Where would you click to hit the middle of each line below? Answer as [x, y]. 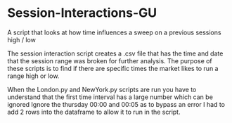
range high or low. [33, 76]
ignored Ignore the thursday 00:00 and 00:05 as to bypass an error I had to [116, 104]
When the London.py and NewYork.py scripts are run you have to [102, 89]
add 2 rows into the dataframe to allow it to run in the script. [94, 112]
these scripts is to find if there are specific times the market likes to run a [113, 68]
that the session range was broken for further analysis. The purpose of [110, 60]
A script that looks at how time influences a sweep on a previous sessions [114, 32]
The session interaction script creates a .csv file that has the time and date [115, 53]
